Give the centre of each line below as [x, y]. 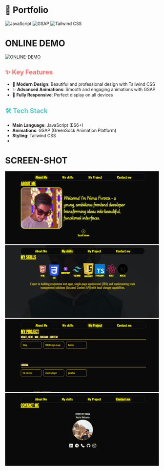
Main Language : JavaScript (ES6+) [48, 125]
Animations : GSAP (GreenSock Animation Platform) [64, 130]
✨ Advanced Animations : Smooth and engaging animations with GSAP [84, 89]
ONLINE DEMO [35, 43]
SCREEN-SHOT [36, 160]
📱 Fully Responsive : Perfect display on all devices [62, 94]
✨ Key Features [29, 72]
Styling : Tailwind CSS [34, 135]
